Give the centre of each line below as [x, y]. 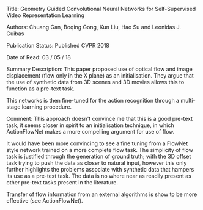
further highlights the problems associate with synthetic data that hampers [100, 169]
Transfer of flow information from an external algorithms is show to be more [102, 194]
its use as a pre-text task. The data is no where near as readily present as [99, 176]
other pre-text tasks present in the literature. [62, 182]
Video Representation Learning [45, 15]
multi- [188, 100]
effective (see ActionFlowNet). [45, 201]
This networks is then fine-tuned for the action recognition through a [93, 100]
